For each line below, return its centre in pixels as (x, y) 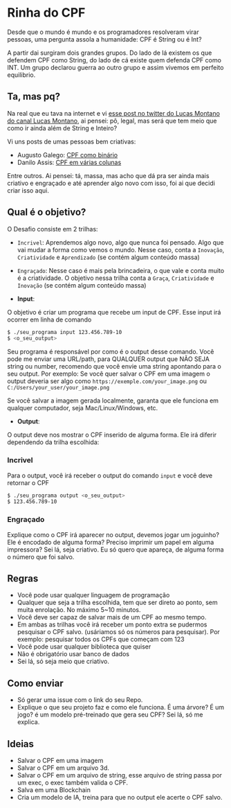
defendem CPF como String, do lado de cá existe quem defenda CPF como (114, 60)
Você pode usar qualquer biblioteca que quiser (84, 647)
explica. (28, 722)
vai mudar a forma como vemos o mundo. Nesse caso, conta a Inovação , (121, 249)
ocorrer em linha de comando (49, 319)
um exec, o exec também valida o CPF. (73, 783)
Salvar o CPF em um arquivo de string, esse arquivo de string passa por (120, 775)
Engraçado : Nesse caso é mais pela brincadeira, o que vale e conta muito (121, 270)
